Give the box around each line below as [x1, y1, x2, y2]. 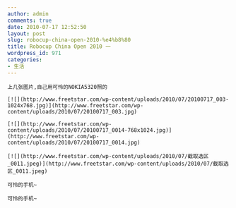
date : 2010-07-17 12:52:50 [7, 23, 87, 30]
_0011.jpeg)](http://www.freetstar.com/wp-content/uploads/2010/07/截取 [7, 160, 224, 167]
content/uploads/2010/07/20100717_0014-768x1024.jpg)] [7, 126, 172, 134]
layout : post [7, 30, 46, 37]
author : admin [7, 10, 49, 18]
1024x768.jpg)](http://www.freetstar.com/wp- [7, 102, 143, 109]
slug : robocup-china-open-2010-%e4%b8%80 [7, 37, 131, 44]
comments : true [7, 17, 52, 24]
